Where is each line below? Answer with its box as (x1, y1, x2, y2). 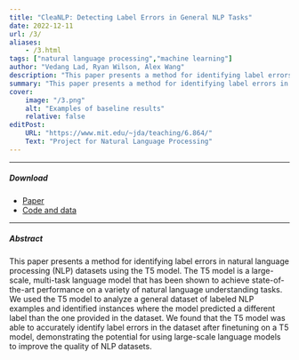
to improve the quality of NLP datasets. (9, 340, 153, 351)
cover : (9, 87, 34, 96)
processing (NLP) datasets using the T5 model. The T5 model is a (9, 265, 250, 276)
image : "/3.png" (25, 95, 86, 105)
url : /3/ (9, 29, 42, 38)
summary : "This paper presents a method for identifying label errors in (9, 79, 289, 88)
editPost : (9, 121, 46, 130)
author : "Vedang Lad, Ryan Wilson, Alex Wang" (9, 63, 185, 72)
